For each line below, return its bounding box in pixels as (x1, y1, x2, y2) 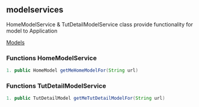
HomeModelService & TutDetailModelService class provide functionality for (6, 20, 194, 28)
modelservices (6, 5, 64, 15)
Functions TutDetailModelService (6, 81, 106, 90)
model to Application (6, 27, 58, 34)
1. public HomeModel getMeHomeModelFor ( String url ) (6, 67, 138, 74)
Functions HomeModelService (6, 53, 97, 62)
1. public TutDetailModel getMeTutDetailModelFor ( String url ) (6, 96, 165, 102)
